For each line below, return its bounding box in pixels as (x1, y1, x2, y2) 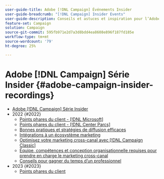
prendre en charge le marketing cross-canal (19, 153, 108, 158)
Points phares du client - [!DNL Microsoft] (19, 116, 103, 122)
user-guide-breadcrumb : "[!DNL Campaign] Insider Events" (5, 12, 125, 17)
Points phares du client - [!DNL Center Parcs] (19, 121, 111, 127)
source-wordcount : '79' (5, 39, 54, 44)
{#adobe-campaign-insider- (36, 79, 154, 90)
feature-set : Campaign (5, 21, 51, 26)
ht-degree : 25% (5, 44, 36, 48)
